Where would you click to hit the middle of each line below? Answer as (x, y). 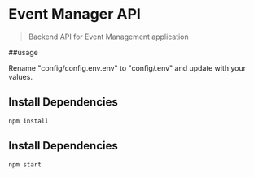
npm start (25, 164)
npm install (28, 121)
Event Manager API (74, 14)
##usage (24, 52)
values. (20, 76)
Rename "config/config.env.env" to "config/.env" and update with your (127, 68)
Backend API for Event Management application (108, 37)
